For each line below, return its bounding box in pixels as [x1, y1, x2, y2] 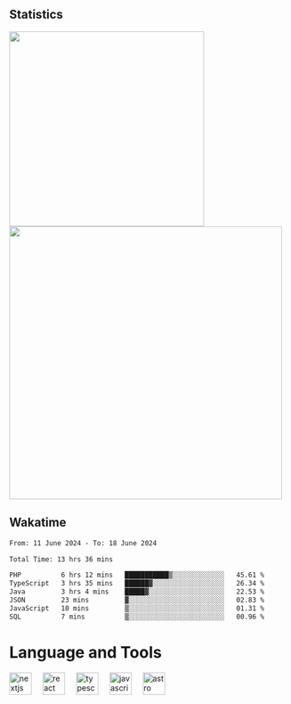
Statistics [9, 7, 64, 22]
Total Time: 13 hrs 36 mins [9, 554, 114, 564]
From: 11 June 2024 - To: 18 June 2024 [9, 538, 158, 547]
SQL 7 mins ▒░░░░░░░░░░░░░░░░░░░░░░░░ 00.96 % [9, 612, 265, 621]
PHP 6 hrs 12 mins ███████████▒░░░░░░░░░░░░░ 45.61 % [9, 570, 265, 580]
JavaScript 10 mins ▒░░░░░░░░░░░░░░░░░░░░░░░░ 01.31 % [9, 603, 265, 613]
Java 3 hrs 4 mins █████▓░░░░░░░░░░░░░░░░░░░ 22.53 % [9, 587, 265, 596]
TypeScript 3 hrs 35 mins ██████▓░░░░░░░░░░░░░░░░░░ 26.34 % [9, 579, 265, 588]
